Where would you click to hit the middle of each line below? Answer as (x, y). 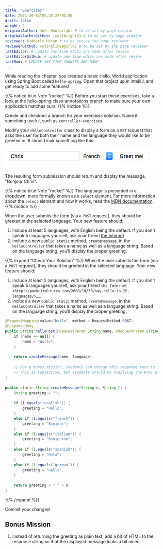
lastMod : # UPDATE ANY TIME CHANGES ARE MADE (52, 62)
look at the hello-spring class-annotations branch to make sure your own (78, 101)
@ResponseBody (19, 326)
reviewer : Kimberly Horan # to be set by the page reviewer (67, 41)
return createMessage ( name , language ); (54, 357)
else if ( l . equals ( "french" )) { (46, 418)
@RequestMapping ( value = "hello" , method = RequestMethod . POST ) (69, 321)
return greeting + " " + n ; (42, 485)
